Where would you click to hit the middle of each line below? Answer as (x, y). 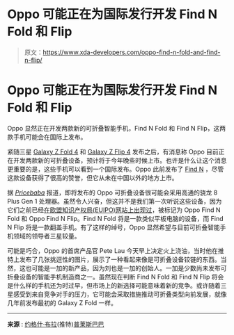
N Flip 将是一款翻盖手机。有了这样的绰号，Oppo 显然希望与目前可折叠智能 (114, 227)
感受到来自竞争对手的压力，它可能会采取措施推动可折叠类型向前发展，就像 (120, 294)
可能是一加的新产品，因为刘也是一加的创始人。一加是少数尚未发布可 (129, 268)
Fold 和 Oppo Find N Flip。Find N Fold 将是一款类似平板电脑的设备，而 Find (116, 218)
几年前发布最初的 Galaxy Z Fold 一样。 (62, 302)
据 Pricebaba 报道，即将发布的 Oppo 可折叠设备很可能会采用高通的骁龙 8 (112, 193)
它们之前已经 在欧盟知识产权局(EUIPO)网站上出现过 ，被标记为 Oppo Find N (114, 210)
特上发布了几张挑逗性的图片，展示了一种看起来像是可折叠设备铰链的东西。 (114, 259)
